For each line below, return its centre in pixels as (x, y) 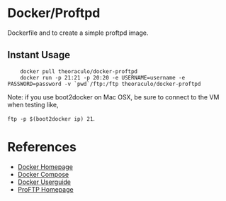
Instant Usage (39, 55)
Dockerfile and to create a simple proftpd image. (78, 33)
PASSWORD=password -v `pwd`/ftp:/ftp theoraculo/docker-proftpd (104, 84)
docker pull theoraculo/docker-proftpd (79, 71)
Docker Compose (43, 174)
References (42, 147)
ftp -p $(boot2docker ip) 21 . (51, 118)
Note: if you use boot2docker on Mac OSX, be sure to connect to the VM (113, 97)
